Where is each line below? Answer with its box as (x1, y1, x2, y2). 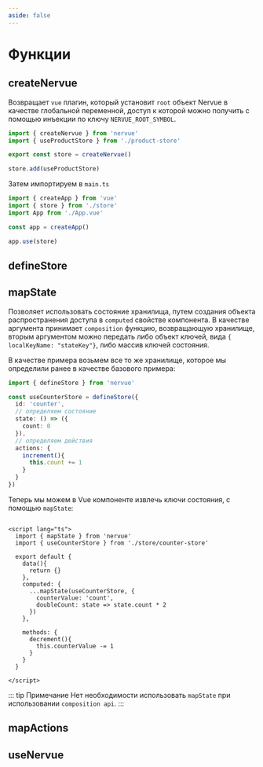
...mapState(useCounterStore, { (28, 587, 135, 595)
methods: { (22, 628, 58, 637)
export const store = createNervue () (8, 151, 132, 159)
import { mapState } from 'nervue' (15, 532, 132, 540)
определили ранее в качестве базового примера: (8, 363, 176, 373)
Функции (8, 45, 71, 63)
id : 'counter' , (15, 400, 65, 409)
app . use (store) (8, 237, 58, 245)
